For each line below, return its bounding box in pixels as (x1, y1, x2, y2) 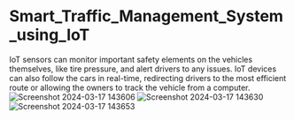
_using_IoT (9, 25, 90, 45)
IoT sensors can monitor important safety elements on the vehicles (9, 54, 253, 64)
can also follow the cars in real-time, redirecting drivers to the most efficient (9, 72, 287, 83)
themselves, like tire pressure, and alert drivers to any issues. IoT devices (9, 64, 277, 74)
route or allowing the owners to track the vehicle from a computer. (9, 82, 251, 93)
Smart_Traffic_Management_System (9, 6, 283, 26)
